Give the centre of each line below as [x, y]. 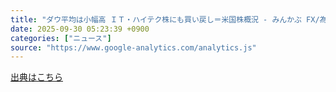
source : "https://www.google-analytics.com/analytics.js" [133, 47]
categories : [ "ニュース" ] [61, 38]
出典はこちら [36, 77]
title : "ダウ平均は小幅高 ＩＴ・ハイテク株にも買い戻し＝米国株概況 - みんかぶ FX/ [165, 19]
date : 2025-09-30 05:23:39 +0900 [80, 29]
